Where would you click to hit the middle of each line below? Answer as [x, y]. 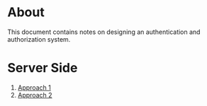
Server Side [43, 68]
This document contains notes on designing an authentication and [104, 32]
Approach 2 [35, 95]
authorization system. [39, 39]
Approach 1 [34, 87]
